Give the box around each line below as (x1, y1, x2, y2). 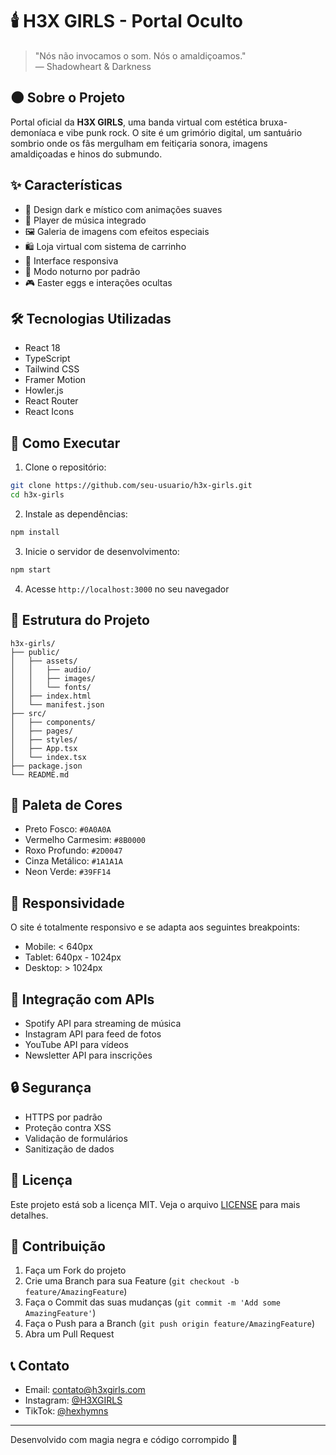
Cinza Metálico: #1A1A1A (24, 855, 123, 867)
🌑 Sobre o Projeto (10, 89, 126, 107)
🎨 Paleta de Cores (10, 796, 123, 813)
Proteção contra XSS (24, 1121, 112, 1133)
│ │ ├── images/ (10, 673, 97, 683)
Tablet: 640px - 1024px (24, 951, 122, 963)
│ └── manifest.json (10, 699, 105, 710)
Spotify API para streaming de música (24, 1017, 182, 1029)
